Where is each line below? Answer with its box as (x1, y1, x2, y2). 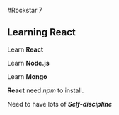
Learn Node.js (7, 59, 50, 67)
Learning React (7, 26, 76, 38)
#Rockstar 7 (7, 6, 42, 14)
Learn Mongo (7, 72, 47, 80)
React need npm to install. (7, 86, 84, 95)
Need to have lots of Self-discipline (7, 99, 112, 108)
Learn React (7, 45, 44, 54)
